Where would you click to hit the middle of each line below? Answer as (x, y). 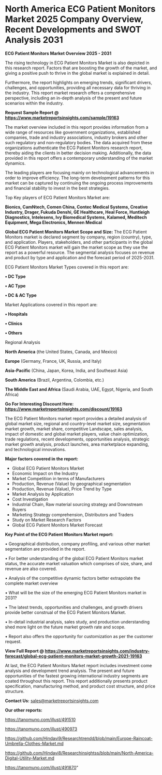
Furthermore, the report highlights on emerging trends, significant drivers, (79, 82)
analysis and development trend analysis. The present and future (70, 671)
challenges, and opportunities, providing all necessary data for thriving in (78, 87)
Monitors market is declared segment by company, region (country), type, (79, 237)
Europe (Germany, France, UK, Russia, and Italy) (53, 361)
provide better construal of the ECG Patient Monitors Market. (66, 612)
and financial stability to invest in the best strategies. (57, 188)
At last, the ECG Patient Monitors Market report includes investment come (79, 665)
